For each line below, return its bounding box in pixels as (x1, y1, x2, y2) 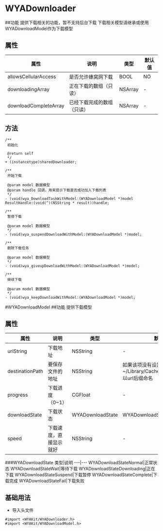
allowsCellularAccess (7, 73, 56, 80)
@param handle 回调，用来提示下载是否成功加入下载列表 (7, 188, 107, 193)
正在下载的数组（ (69, 82, 108, 89)
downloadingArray (7, 86, 50, 93)
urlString (7, 348, 28, 354)
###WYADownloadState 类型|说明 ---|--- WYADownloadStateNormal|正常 (5, 460, 153, 466)
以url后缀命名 (122, 375, 153, 382)
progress (7, 391, 28, 398)
